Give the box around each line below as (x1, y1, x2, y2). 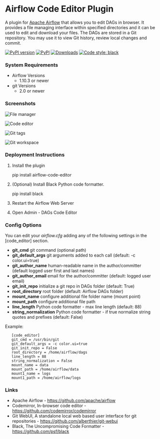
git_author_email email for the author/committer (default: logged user (12, 273, 151, 279)
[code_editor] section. (5, 238, 49, 244)
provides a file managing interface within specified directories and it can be (5, 24, 156, 30)
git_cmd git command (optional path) (12, 247, 87, 253)
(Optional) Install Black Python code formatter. (12, 181, 104, 187)
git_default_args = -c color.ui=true (11, 341, 88, 346)
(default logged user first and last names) (12, 268, 95, 274)
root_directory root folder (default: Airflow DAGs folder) (12, 289, 124, 294)
